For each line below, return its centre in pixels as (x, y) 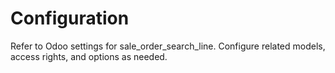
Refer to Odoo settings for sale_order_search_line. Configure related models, (168, 46)
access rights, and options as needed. (89, 56)
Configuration (70, 18)
